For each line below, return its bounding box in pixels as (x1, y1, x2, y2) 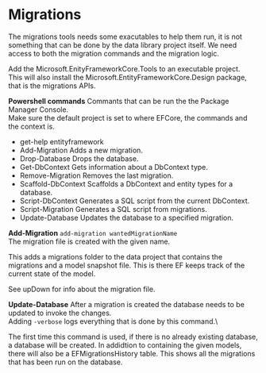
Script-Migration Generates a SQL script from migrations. (19, 204, 208, 213)
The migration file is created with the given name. (8, 236, 171, 246)
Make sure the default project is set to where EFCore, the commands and (8, 113, 248, 122)
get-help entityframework (19, 137, 105, 146)
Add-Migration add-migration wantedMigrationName (8, 228, 178, 237)
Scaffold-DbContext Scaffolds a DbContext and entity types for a (19, 179, 233, 188)
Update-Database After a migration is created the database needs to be (8, 299, 245, 309)
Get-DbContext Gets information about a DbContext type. (19, 162, 209, 171)
